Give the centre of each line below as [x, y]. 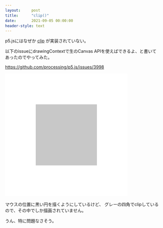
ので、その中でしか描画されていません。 [46, 210]
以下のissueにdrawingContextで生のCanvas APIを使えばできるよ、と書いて [81, 51]
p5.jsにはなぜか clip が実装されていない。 [47, 41]
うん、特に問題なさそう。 [31, 221]
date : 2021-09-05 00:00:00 [39, 21]
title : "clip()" [27, 15]
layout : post [23, 10]
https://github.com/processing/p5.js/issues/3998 [55, 67]
